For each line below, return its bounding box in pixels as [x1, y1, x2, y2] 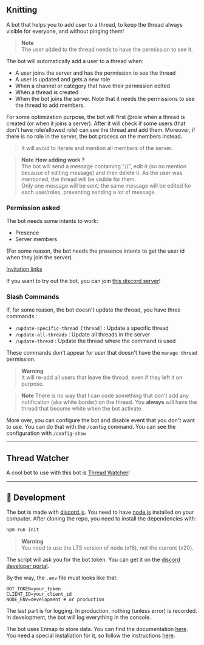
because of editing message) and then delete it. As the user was [21, 169, 183, 176]
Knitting [6, 5, 38, 15]
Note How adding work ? [21, 156, 85, 163]
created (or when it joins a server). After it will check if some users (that [6, 120, 186, 127]
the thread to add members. [15, 101, 86, 109]
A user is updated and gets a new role [15, 75, 110, 83]
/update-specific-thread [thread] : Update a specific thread [15, 324, 169, 332]
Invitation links [6, 265, 42, 273]
